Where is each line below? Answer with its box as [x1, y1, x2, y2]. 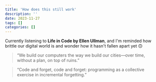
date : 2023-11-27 [5, 16, 40, 21]
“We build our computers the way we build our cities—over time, [16, 52, 145, 58]
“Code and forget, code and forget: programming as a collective [16, 67, 145, 72]
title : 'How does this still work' [5, 7, 77, 12]
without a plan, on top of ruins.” [16, 58, 80, 63]
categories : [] [5, 25, 36, 30]
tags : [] [5, 20, 23, 25]
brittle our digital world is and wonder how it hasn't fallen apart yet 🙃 [5, 43, 143, 49]
